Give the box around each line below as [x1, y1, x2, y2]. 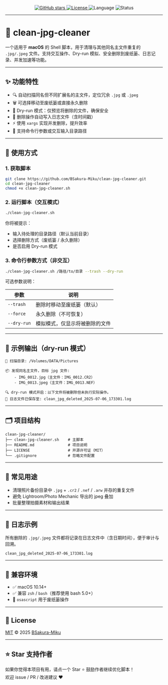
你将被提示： [5, 220, 31, 226]
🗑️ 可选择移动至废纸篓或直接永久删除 [12, 99, 88, 105]
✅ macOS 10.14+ [12, 584, 47, 590]
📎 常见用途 [5, 473, 37, 481]
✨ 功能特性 [5, 78, 39, 86]
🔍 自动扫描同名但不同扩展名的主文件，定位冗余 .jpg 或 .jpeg [12, 92, 138, 98]
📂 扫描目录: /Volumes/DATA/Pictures [5, 359, 78, 364]
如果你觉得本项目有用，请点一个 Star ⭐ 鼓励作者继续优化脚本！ [5, 666, 134, 672]
